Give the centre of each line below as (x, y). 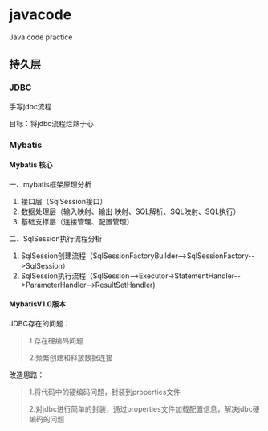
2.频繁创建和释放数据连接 (71, 357)
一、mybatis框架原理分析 (50, 184)
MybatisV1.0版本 (38, 304)
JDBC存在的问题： (40, 323)
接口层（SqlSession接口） (64, 201)
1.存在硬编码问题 (56, 340)
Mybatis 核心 (31, 165)
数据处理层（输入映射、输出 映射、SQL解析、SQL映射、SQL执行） (130, 211)
